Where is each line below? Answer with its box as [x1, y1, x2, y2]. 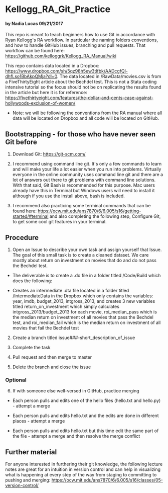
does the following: [12, 278, 53, 284]
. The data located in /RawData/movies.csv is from [57, 73, 161, 79]
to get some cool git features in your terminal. [12, 219, 107, 225]
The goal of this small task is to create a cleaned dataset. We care [12, 252, 149, 258]
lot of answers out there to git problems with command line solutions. [12, 177, 156, 183]
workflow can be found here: [5, 48, 65, 54]
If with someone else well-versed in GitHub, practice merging [12, 388, 139, 394]
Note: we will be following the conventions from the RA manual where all [12, 110, 162, 116]
